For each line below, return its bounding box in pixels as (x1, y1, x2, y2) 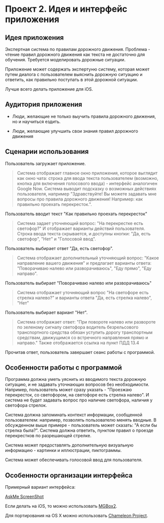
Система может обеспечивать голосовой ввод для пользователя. (5, 457, 143, 463)
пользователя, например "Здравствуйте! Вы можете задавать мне (17, 191, 157, 197)
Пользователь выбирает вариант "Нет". (5, 309, 88, 315)
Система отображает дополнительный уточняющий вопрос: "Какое (17, 255, 159, 261)
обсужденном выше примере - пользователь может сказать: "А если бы (5, 423, 157, 428)
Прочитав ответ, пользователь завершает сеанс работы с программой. (5, 349, 155, 355)
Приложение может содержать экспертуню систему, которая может (5, 66, 150, 72)
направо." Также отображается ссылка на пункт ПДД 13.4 (17, 340, 139, 346)
